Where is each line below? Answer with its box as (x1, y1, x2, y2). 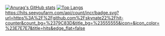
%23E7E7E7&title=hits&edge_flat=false (5, 25, 86, 31)
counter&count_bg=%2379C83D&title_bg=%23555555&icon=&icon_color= (5, 20, 160, 26)
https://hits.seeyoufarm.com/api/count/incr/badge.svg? (5, 10, 119, 16)
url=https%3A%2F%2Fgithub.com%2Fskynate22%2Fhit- (5, 15, 124, 20)
